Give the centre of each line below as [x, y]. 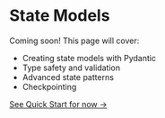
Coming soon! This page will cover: [74, 41]
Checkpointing [49, 86]
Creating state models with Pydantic [89, 58]
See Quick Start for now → [58, 104]
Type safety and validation [71, 68]
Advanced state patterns [68, 77]
